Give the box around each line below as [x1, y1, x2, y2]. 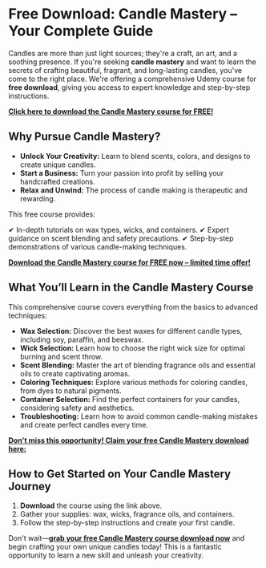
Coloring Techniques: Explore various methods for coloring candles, [19, 377, 248, 387]
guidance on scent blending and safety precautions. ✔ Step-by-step [8, 233, 234, 243]
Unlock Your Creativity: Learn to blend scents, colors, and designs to [19, 151, 251, 160]
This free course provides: [8, 209, 96, 219]
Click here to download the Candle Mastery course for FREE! [8, 106, 214, 116]
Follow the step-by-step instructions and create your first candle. [19, 518, 235, 528]
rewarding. [19, 193, 56, 203]
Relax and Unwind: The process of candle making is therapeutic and [19, 185, 248, 195]
